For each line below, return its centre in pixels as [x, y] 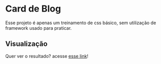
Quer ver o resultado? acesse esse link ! [47, 56]
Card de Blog [33, 9]
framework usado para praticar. [39, 28]
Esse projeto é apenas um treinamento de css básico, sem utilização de [81, 23]
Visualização [26, 44]
